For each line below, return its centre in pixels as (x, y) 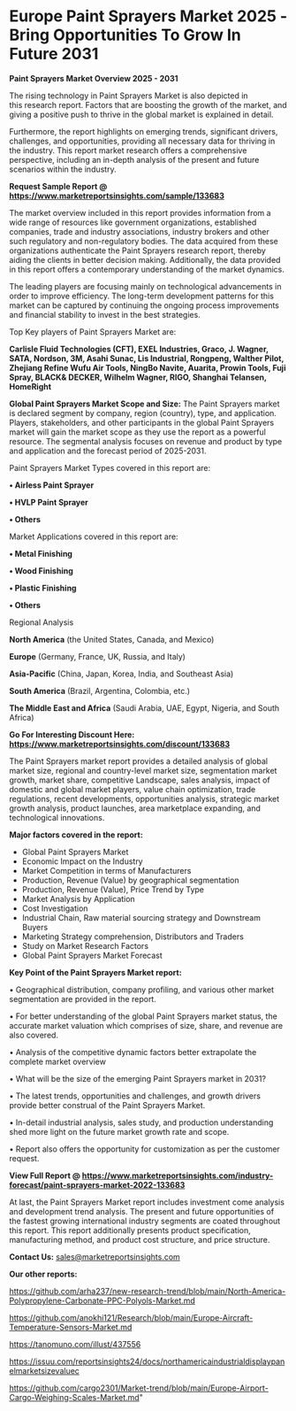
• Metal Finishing (41, 553)
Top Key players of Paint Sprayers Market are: (93, 332)
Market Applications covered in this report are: (94, 536)
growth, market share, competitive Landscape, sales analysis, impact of (140, 780)
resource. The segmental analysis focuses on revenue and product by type (146, 441)
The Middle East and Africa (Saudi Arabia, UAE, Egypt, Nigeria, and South (144, 708)
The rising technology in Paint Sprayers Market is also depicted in (129, 96)
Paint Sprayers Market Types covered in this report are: (110, 467)
